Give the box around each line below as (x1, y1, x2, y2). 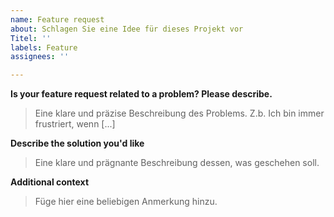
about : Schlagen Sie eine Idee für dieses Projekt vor (10, 24, 244, 34)
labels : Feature (10, 42, 78, 53)
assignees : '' (10, 52, 70, 62)
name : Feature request (10, 14, 105, 25)
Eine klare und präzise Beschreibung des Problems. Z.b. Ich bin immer (34, 107, 325, 120)
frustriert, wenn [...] (34, 118, 116, 130)
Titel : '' (10, 33, 52, 43)
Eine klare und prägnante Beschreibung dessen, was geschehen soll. (34, 157, 320, 169)
